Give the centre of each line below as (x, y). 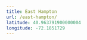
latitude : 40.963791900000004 (44, 22)
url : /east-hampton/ (32, 17)
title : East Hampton (32, 11)
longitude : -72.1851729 (36, 28)
